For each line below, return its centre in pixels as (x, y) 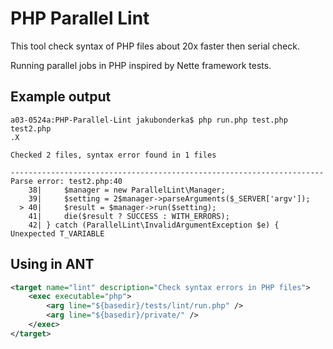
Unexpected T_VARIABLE (57, 233)
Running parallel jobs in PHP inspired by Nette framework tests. (141, 65)
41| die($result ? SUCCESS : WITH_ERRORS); (129, 216)
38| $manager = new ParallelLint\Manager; (127, 190)
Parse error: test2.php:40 (66, 181)
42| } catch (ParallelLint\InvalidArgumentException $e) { (154, 225)
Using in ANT (52, 264)
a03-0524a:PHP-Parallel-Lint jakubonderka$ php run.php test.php (149, 120)
